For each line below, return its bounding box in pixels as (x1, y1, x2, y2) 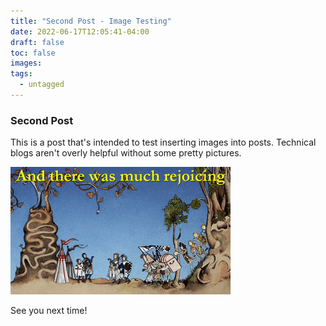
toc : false (10, 48, 56, 58)
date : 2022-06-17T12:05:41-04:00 (10, 26, 150, 37)
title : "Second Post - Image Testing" (10, 16, 172, 26)
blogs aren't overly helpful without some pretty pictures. (10, 147, 242, 159)
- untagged (19, 80, 65, 90)
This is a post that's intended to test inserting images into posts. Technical (10, 136, 317, 149)
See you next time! (10, 305, 88, 317)
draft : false (10, 37, 65, 47)
